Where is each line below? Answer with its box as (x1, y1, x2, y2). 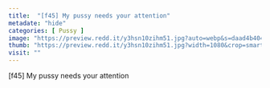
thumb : (8, 42, 31, 50)
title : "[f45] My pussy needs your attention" (8, 11, 171, 20)
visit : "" (8, 49, 42, 57)
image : (8, 34, 31, 42)
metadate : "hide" (8, 19, 67, 27)
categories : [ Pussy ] (8, 26, 84, 34)
